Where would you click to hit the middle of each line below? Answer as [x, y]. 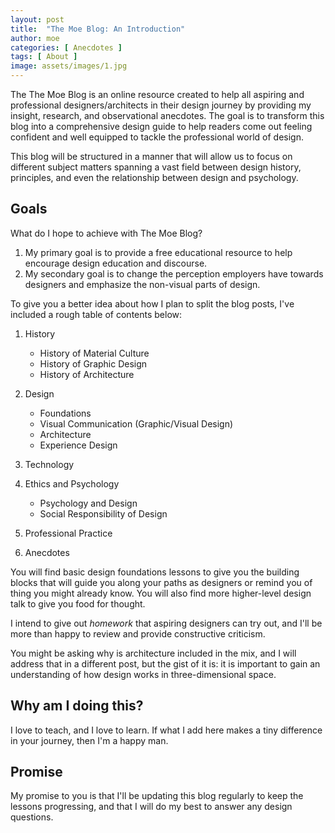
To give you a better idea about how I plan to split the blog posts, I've [152, 303]
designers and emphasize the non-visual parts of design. [142, 284]
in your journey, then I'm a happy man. [89, 740]
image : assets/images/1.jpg [69, 66]
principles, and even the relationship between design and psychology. [154, 177]
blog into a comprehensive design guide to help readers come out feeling [161, 126]
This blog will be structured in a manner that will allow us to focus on [151, 156]
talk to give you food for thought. [78, 603]
